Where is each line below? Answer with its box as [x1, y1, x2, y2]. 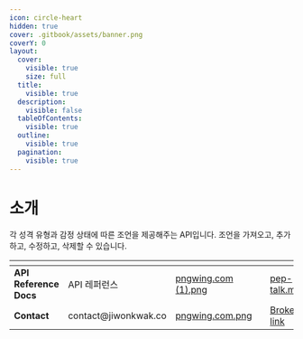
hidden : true [9, 22, 59, 31]
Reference [14, 278, 60, 290]
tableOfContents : [17, 114, 83, 123]
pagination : [17, 147, 63, 156]
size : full [25, 72, 67, 81]
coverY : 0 [9, 38, 47, 48]
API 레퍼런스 [67, 278, 119, 291]
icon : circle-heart [9, 13, 83, 23]
